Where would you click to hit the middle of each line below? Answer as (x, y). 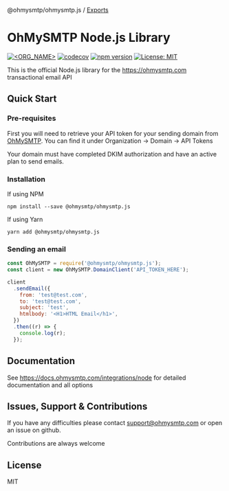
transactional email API (40, 77)
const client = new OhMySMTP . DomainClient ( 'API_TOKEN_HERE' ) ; (98, 270)
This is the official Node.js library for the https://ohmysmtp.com (97, 70)
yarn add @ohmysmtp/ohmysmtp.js (53, 232)
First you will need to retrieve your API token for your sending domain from (113, 133)
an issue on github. (34, 430)
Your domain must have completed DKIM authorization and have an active (112, 154)
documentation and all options (50, 385)
